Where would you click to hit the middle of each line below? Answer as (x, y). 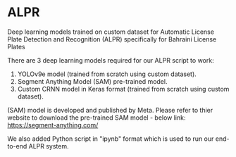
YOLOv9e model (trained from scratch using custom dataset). (107, 74)
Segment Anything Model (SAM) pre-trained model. (92, 81)
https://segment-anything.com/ (53, 125)
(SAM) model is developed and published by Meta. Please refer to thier (110, 110)
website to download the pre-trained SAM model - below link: (97, 118)
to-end (17, 146)
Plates (17, 46)
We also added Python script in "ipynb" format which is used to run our (111, 139)
